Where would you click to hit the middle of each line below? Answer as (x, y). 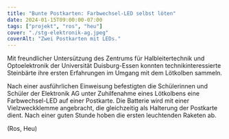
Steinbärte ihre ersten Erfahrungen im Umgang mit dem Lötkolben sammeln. (115, 73)
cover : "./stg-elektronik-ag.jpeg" (58, 33)
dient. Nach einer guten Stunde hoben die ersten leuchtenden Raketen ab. (112, 115)
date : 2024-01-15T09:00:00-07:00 (55, 20)
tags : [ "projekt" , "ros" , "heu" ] (55, 26)
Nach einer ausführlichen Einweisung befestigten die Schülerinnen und (107, 86)
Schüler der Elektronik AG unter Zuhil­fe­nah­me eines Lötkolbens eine (104, 94)
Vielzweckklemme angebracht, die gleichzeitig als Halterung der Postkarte (112, 108)
